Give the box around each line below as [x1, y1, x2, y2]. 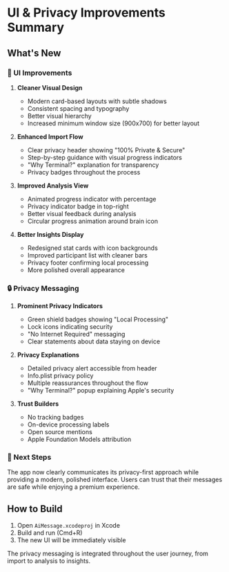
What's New [7, 47, 61, 59]
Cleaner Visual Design [17, 83, 83, 91]
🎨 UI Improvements [7, 68, 72, 78]
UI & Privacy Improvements [7, 5, 166, 21]
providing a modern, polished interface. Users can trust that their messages [7, 476, 223, 484]
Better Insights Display [17, 230, 84, 238]
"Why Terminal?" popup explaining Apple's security [27, 386, 175, 395]
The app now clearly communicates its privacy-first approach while [7, 468, 199, 476]
